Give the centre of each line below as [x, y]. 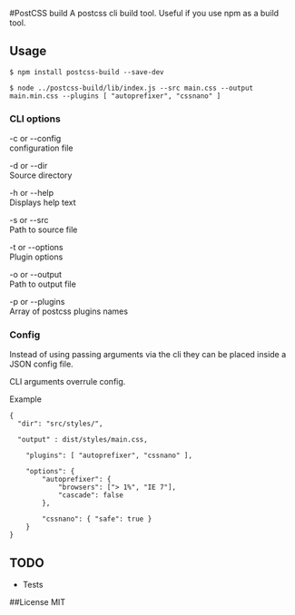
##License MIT [38, 602]
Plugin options [36, 257]
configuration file [41, 148]
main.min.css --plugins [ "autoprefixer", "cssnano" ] [115, 96]
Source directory [41, 175]
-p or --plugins [37, 302]
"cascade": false [91, 495]
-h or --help [32, 193]
